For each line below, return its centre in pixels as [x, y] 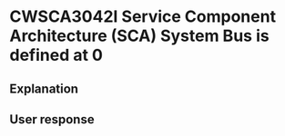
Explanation [44, 88]
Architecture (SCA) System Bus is [140, 36]
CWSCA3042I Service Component [142, 17]
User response [52, 119]
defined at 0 [56, 55]
